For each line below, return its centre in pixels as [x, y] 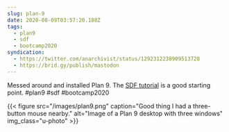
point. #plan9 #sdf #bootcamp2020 [58, 92]
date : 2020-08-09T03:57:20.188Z [54, 20]
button [17, 113]
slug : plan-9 [26, 14]
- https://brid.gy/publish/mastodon [66, 65]
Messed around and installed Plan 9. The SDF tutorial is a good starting [109, 85]
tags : [15, 26]
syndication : [26, 53]
